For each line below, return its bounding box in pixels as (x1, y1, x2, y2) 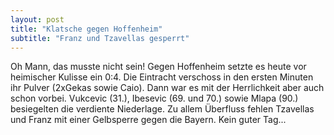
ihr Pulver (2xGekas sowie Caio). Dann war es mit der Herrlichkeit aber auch (10, 82, 325, 94)
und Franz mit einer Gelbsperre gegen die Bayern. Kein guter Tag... (10, 114, 287, 126)
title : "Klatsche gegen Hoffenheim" (10, 24, 163, 34)
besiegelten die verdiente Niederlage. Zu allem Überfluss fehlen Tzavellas (10, 103, 315, 115)
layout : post (10, 14, 65, 25)
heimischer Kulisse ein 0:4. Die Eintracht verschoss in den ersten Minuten (10, 71, 314, 83)
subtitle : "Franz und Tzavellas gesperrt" (10, 33, 190, 43)
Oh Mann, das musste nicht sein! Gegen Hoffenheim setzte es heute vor (10, 61, 307, 73)
